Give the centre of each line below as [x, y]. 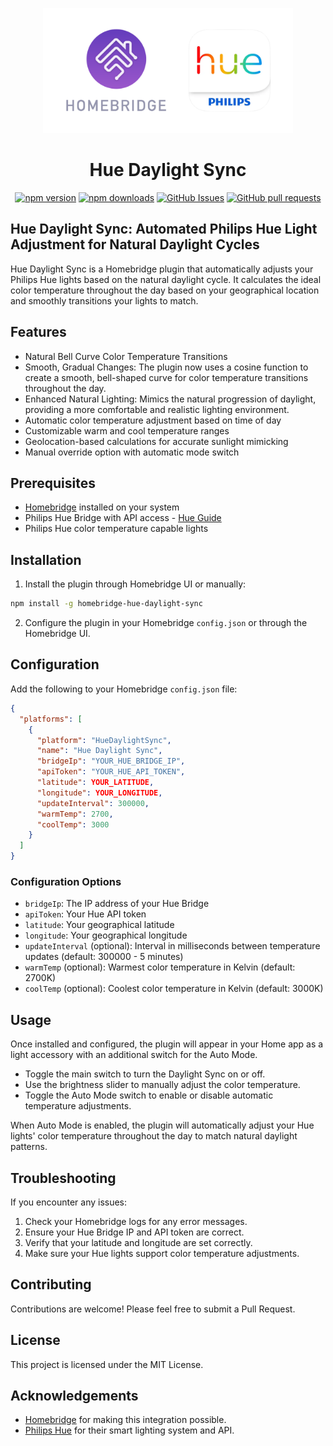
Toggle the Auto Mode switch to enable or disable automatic [149, 1095]
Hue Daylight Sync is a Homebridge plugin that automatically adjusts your [162, 269]
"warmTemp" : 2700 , [75, 814]
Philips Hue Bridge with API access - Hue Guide [123, 518]
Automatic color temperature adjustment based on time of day [153, 420]
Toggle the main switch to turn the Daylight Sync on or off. [145, 1074]
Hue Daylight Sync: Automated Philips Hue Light [164, 229]
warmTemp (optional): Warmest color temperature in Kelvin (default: [160, 967]
